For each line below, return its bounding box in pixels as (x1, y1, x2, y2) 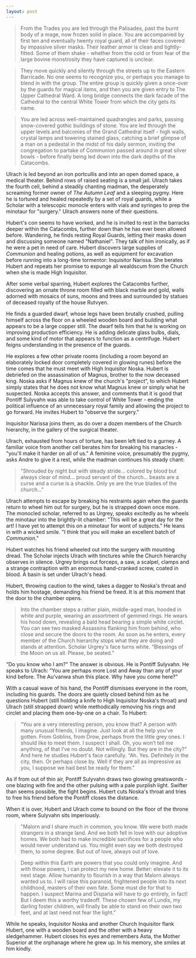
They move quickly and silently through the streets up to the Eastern (20, 67, 185, 74)
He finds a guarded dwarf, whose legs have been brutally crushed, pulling (6, 310, 184, 317)
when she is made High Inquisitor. (6, 268, 87, 275)
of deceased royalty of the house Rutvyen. (6, 299, 109, 306)
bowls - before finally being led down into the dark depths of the (20, 153, 176, 160)
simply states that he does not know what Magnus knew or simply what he (6, 384, 185, 391)
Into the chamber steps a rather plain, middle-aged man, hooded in (20, 606, 182, 613)
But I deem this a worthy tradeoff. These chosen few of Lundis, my (20, 896, 181, 904)
